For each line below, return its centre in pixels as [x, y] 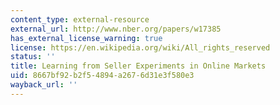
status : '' [33, 57]
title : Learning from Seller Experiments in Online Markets [138, 66]
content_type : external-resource [80, 19]
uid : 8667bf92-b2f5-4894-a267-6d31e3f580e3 [102, 76]
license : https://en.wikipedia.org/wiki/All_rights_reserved [140, 47]
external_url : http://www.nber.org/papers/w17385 [116, 29]
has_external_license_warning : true [86, 38]
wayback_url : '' [44, 85]
